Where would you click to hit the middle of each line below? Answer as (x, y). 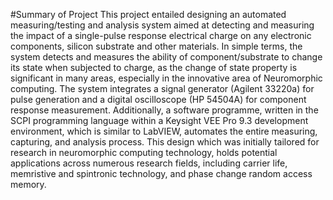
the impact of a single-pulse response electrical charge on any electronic (161, 35)
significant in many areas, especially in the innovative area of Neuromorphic (166, 78)
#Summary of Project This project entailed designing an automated (148, 14)
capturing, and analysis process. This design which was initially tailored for (165, 142)
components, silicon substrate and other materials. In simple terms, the (156, 46)
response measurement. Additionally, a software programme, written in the (164, 110)
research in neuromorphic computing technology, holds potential (144, 152)
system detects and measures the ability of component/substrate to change (166, 57)
